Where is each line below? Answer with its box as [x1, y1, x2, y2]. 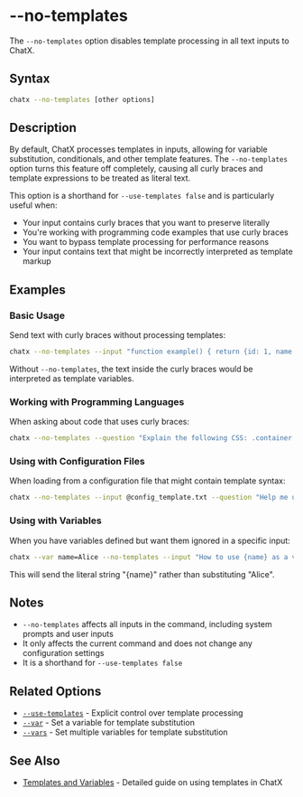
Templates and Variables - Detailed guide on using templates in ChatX [22, 776, 283, 787]
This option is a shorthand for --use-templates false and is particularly [9, 191, 275, 202]
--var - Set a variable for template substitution [22, 717, 196, 728]
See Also [9, 753, 60, 768]
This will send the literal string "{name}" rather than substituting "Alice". [9, 568, 275, 579]
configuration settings [22, 648, 105, 659]
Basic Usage [9, 309, 66, 322]
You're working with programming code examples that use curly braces [22, 227, 289, 238]
